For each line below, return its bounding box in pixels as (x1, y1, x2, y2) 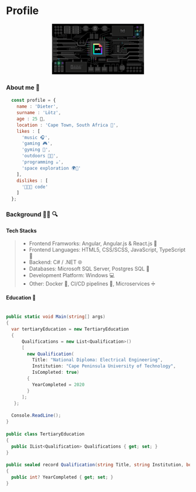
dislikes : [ (16, 177, 48, 184)
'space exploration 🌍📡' (21, 165, 82, 171)
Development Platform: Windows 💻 (29, 272, 115, 279)
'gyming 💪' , (21, 147, 51, 153)
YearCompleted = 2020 (32, 381, 85, 387)
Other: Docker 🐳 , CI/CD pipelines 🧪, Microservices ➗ (29, 280, 156, 287)
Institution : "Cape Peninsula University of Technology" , (32, 363, 176, 369)
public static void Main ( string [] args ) (6, 314, 106, 320)
